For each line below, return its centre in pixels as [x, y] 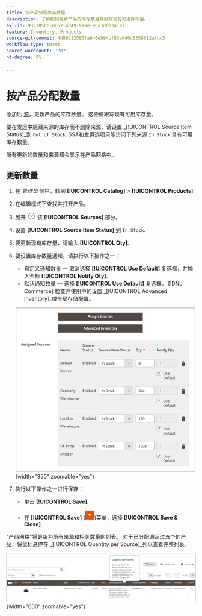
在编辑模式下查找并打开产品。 [52, 204]
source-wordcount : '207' [37, 51]
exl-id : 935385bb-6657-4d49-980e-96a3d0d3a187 [66, 25]
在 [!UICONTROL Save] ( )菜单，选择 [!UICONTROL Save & [101, 517]
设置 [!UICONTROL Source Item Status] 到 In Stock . [80, 230]
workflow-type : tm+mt [33, 45]
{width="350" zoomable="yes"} [55, 476]
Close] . [33, 524]
